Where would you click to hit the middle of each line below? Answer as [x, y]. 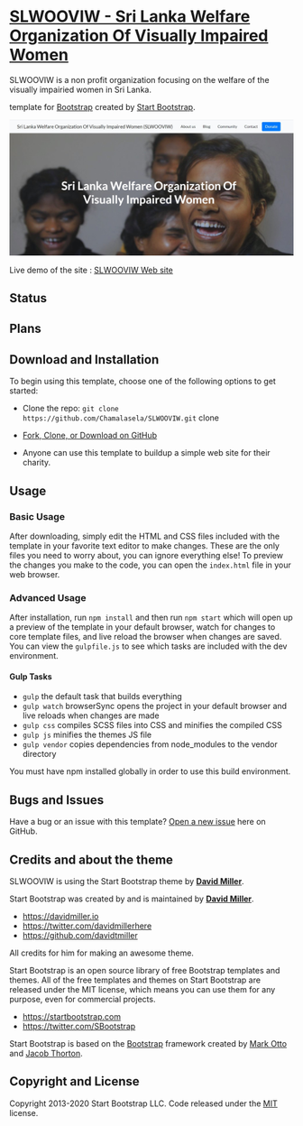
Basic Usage [37, 516]
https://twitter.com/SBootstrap [79, 1027]
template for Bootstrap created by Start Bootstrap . [102, 106]
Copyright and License [74, 1081]
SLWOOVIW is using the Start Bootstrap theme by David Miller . [127, 881]
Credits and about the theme [92, 859]
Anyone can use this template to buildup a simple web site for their [146, 453]
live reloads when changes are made [91, 715]
